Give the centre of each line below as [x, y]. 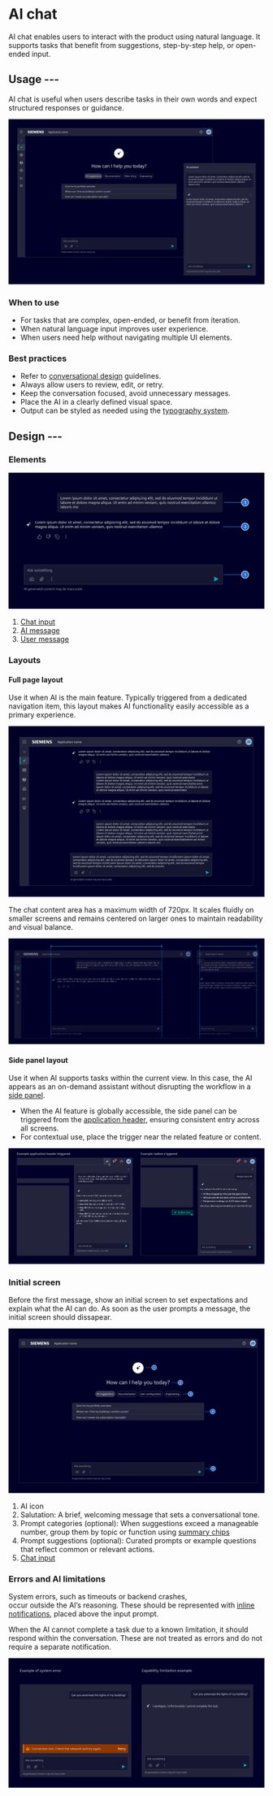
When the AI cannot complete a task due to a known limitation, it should [128, 1629]
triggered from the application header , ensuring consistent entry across [140, 1120]
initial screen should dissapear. [60, 1317]
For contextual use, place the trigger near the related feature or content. [141, 1137]
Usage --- [34, 79]
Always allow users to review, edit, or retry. [92, 385]
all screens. [39, 1128]
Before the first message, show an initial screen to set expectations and [128, 1299]
